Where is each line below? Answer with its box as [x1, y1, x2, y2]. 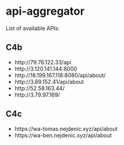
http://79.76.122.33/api [14, 58, 71, 65]
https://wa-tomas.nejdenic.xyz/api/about [14, 125, 118, 132]
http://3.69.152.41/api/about [14, 78, 84, 85]
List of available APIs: [5, 24, 60, 32]
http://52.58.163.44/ [14, 84, 65, 92]
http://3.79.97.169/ [14, 91, 60, 99]
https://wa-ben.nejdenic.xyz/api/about [14, 132, 112, 139]
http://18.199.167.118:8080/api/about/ [14, 72, 106, 79]
